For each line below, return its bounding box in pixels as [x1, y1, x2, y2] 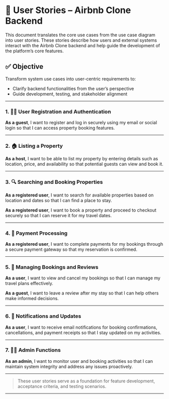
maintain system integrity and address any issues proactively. [5, 363, 133, 369]
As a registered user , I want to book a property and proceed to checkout [5, 207, 157, 213]
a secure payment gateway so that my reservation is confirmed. [5, 246, 137, 252]
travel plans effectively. [5, 280, 54, 286]
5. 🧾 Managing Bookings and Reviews [5, 263, 99, 270]
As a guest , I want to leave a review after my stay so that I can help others [5, 290, 159, 296]
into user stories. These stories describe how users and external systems [5, 37, 157, 43]
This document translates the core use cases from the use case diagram [5, 32, 156, 38]
